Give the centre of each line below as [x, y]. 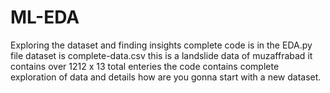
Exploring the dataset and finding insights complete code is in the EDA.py [161, 45]
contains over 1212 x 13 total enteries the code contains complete [145, 66]
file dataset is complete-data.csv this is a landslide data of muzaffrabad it [161, 55]
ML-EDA [45, 17]
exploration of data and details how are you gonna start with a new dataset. [166, 77]
